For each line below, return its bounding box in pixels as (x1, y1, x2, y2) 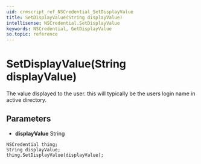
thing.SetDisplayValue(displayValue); (6, 152, 104, 158)
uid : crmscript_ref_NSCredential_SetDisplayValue (6, 8, 134, 15)
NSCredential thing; (6, 141, 59, 148)
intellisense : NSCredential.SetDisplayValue (6, 20, 120, 26)
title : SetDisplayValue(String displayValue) (6, 14, 123, 20)
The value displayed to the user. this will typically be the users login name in (6, 90, 196, 97)
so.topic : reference (6, 31, 59, 37)
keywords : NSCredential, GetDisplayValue (6, 25, 112, 32)
